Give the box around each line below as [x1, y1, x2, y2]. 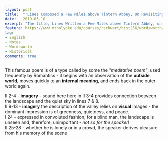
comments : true [5, 53, 37, 59]
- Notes [5, 40, 21, 45]
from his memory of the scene [5, 130, 67, 136]
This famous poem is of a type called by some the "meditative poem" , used [5, 67, 161, 73]
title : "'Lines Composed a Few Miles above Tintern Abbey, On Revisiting [5, 12, 164, 17]
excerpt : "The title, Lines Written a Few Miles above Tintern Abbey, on [5, 21, 162, 26]
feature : [5, 26, 23, 31]
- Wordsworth [5, 44, 32, 49]
